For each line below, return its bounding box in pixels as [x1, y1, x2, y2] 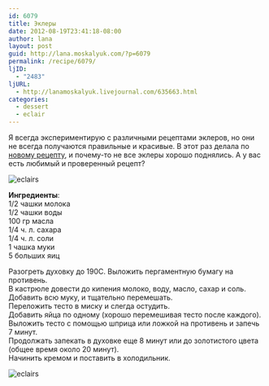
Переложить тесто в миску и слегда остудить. [8, 301, 171, 310]
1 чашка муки [8, 242, 55, 252]
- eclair [15, 111, 46, 119]
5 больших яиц [8, 251, 60, 261]
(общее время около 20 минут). [8, 344, 119, 354]
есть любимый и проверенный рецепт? [8, 159, 145, 168]
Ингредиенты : [8, 191, 60, 200]
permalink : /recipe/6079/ [8, 58, 96, 66]
